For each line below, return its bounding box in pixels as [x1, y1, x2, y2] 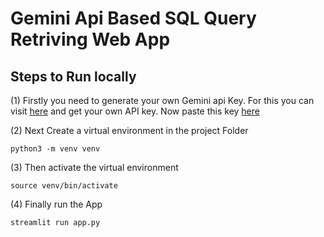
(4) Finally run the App [10, 198, 103, 210]
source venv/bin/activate [10, 181, 118, 191]
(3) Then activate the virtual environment [10, 162, 179, 173]
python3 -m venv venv [10, 144, 101, 154]
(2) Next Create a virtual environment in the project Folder [10, 125, 249, 136]
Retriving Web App [10, 28, 171, 51]
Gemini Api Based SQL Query [10, 7, 257, 30]
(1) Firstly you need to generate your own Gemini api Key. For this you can [10, 95, 315, 106]
